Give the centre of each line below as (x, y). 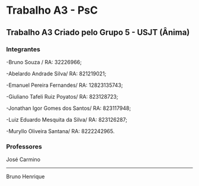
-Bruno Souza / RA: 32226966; (44, 62)
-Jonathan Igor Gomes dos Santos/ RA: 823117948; (69, 108)
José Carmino (23, 160)
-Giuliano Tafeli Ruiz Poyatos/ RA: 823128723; (62, 96)
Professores (24, 146)
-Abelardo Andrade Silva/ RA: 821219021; (56, 73)
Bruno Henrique (25, 176)
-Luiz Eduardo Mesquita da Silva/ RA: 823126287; (67, 119)
